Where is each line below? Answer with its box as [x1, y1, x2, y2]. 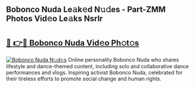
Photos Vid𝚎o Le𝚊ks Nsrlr [6, 14, 103, 24]
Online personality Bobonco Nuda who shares [68, 57, 179, 63]
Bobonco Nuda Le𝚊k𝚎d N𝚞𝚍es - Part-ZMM [6, 5, 166, 15]
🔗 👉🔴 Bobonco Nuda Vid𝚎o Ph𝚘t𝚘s [6, 38, 139, 48]
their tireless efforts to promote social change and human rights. [6, 75, 162, 82]
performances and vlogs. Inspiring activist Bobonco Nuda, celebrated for [6, 69, 183, 76]
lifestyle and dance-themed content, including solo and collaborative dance [6, 63, 189, 69]
